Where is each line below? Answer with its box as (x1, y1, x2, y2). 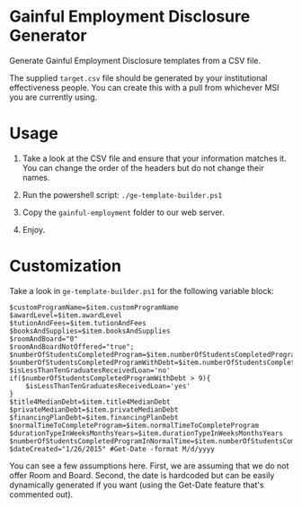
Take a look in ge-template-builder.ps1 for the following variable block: (9, 285, 274, 296)
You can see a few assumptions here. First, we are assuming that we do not (9, 460, 289, 471)
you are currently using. (9, 92, 98, 102)
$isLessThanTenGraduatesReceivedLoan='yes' (25, 381, 191, 390)
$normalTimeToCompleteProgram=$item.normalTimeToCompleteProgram (9, 421, 259, 430)
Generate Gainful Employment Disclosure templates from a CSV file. (9, 55, 261, 66)
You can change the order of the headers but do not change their (22, 162, 264, 173)
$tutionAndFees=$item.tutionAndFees (9, 318, 147, 327)
